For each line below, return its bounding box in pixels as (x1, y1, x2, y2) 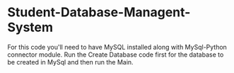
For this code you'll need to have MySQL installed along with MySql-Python (7, 43, 228, 51)
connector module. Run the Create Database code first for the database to (7, 50, 224, 59)
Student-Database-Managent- (7, 4, 191, 21)
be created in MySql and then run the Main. (7, 57, 134, 66)
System (7, 19, 54, 35)
